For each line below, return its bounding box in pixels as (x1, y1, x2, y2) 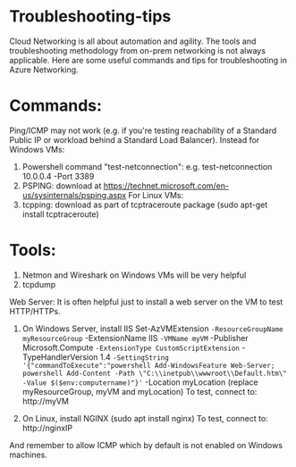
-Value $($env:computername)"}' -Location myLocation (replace (21, 377, 258, 388)
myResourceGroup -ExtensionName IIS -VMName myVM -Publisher (21, 332, 249, 343)
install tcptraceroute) (21, 208, 100, 220)
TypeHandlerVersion (21, 351, 98, 363)
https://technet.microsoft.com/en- (103, 180, 230, 191)
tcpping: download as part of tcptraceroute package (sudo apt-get (21, 199, 268, 210)
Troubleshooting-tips (9, 6, 172, 27)
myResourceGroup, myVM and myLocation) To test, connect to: (21, 386, 258, 396)
